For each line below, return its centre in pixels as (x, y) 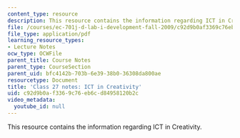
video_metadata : (31, 100)
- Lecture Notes (31, 47)
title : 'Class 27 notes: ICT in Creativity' (75, 87)
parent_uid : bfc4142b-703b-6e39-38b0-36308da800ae (84, 73)
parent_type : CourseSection (49, 67)
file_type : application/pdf (49, 34)
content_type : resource (43, 14)
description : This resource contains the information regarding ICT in (116, 21)
